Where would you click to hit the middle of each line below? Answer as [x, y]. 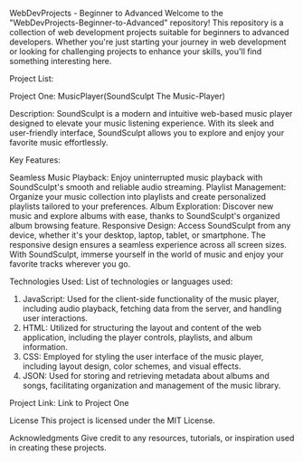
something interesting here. [61, 61]
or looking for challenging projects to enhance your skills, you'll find [136, 52]
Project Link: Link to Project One [69, 403]
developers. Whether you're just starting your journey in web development [148, 42]
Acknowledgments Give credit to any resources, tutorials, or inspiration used [152, 438]
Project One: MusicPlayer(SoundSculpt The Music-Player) [118, 96]
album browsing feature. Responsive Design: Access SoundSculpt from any [150, 226]
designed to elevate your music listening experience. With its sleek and [142, 123]
